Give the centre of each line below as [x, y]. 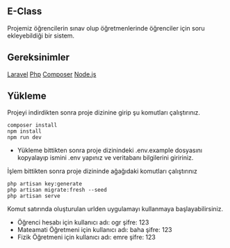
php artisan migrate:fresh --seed [57, 190]
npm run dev [24, 138]
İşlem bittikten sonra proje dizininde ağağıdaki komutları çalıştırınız [102, 171]
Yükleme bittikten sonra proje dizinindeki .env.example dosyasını [110, 150]
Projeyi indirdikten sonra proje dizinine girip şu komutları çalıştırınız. [104, 113]
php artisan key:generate [44, 184]
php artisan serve [34, 196]
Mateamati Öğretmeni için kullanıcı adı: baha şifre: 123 [95, 230]
